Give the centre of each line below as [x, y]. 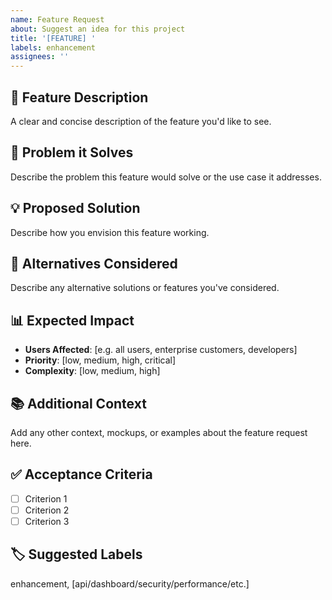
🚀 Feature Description [79, 97]
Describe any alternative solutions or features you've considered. [145, 288]
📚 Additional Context [78, 403]
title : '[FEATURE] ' [53, 38]
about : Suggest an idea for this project [98, 29]
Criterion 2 [47, 510]
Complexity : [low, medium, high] [92, 371]
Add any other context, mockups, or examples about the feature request [159, 432]
